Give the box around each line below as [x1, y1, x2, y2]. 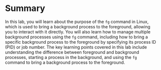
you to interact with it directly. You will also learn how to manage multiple [5, 29, 151, 35]
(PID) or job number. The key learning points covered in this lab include [5, 44, 147, 50]
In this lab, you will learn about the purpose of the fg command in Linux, [5, 19, 149, 24]
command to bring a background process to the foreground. [5, 59, 125, 65]
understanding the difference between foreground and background [5, 49, 139, 55]
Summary [5, 3, 45, 14]
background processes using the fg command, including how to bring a [5, 34, 148, 40]
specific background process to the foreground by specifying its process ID [5, 39, 156, 45]
